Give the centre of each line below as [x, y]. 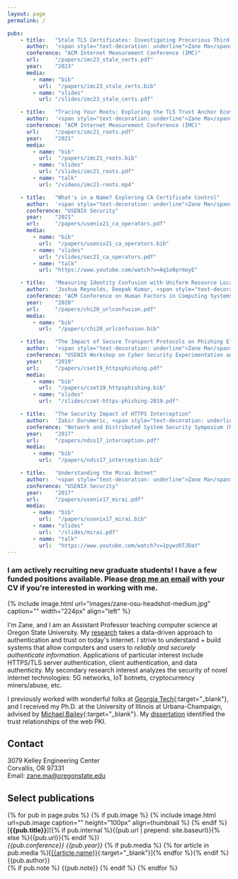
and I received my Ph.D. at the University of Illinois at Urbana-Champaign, [115, 706]
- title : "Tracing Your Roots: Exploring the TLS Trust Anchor [119, 112]
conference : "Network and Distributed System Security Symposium [124, 427]
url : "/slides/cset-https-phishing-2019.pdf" [109, 402]
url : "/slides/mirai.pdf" [79, 532]
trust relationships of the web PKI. [57, 722]
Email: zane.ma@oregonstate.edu [57, 776]
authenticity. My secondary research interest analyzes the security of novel [118, 670]
